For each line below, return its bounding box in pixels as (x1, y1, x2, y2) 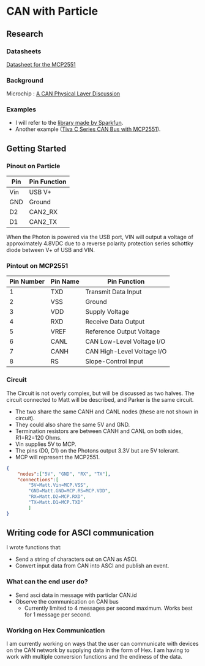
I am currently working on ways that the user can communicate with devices (6, 640, 199, 648)
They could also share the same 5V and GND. (15, 421, 130, 428)
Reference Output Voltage (85, 327, 160, 336)
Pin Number (9, 277, 45, 286)
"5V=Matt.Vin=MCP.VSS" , (28, 482, 89, 489)
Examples (6, 105, 37, 114)
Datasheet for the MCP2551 (6, 61, 76, 68)
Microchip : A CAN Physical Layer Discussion (6, 90, 121, 97)
